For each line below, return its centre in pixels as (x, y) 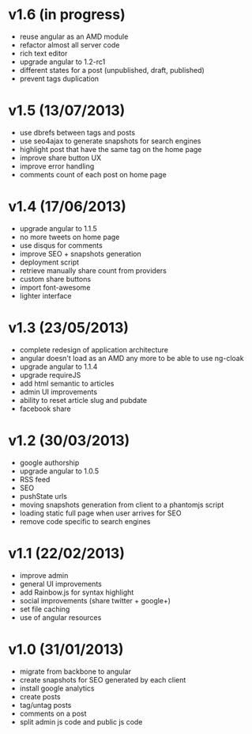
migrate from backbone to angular (75, 671)
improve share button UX (60, 158)
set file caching (45, 609)
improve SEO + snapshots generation (80, 253)
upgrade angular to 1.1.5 (58, 228)
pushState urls (43, 496)
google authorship (49, 462)
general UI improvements (61, 584)
